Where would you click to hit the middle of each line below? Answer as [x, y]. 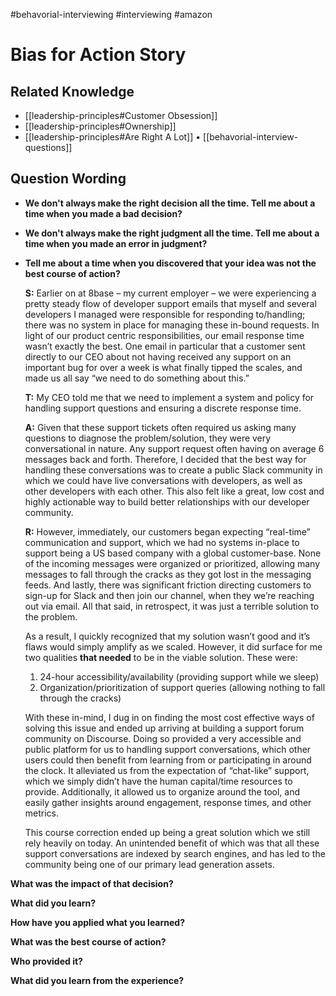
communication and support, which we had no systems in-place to [162, 542]
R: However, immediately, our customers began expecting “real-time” [167, 531]
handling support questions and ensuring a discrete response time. [163, 408]
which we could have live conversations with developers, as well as [163, 480]
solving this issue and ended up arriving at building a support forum [164, 728]
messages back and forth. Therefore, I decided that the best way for [165, 459]
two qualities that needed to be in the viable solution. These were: [161, 657]
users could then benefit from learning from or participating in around [168, 760]
